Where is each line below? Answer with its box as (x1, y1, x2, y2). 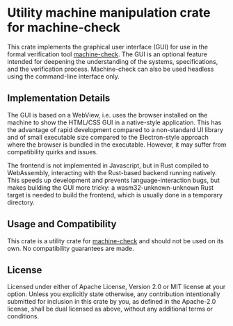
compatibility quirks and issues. (7, 147, 99, 156)
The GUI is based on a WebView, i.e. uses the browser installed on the (7, 111, 208, 119)
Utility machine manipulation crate (7, 5, 211, 21)
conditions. (7, 312, 40, 320)
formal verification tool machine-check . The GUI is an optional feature (7, 50, 207, 58)
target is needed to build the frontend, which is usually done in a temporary (7, 190, 223, 199)
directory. (7, 198, 35, 206)
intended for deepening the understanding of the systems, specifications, (7, 57, 218, 65)
